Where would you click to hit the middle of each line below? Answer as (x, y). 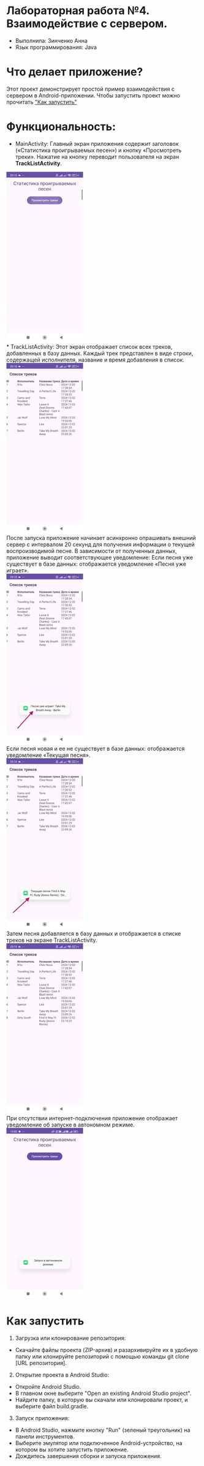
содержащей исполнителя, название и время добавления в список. (96, 360)
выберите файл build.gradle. (52, 1406)
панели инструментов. (45, 1436)
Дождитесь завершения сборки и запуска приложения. (88, 1456)
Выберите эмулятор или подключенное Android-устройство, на (99, 1443)
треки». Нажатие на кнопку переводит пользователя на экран (97, 156)
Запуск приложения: (42, 1418)
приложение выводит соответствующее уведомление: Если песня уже (100, 558)
